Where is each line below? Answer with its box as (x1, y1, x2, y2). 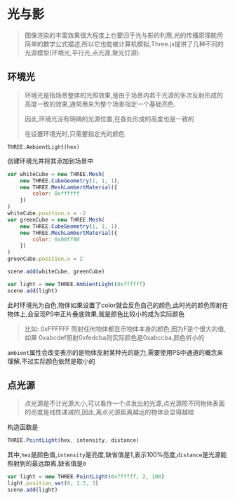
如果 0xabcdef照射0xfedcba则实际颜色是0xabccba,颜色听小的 (24, 333, 205, 342)
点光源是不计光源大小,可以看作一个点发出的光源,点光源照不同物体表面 (24, 399, 225, 407)
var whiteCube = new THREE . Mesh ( (7, 170, 105, 177)
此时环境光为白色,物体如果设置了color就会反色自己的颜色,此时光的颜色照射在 (7, 301, 229, 309)
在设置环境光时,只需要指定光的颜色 (24, 129, 125, 137)
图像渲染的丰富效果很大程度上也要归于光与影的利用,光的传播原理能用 (24, 31, 223, 39)
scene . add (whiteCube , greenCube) (7, 268, 105, 275)
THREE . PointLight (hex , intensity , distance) (7, 437, 140, 444)
